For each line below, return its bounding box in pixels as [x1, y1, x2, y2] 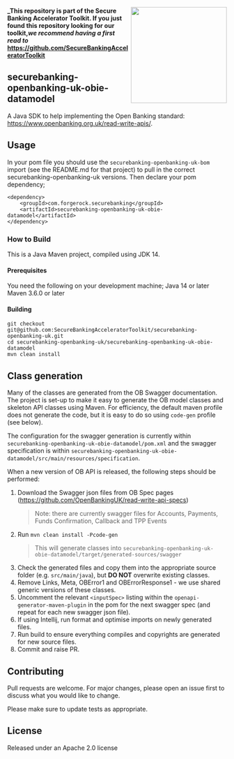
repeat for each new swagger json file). [17, 608, 131, 617]
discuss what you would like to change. [7, 691, 120, 700]
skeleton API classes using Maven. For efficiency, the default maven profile [7, 404, 223, 412]
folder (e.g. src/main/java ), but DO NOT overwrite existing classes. [17, 571, 210, 580]
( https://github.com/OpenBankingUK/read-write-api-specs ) [17, 496, 189, 504]
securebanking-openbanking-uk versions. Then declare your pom [7, 172, 197, 181]
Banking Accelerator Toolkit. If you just [7, 14, 123, 22]
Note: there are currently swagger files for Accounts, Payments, [34, 510, 218, 518]
